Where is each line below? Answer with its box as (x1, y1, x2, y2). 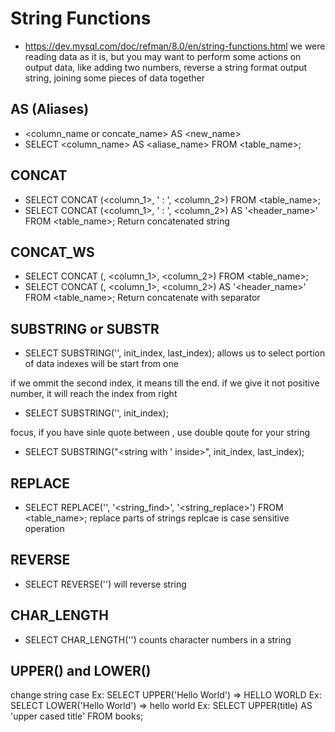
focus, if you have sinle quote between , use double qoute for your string (10, 427, 311, 439)
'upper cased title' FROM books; (10, 710, 144, 722)
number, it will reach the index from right (10, 388, 178, 400)
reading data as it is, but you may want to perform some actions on (24, 50, 302, 62)
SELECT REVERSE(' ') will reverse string (24, 578, 187, 590)
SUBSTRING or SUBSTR (10, 320, 160, 337)
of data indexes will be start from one (24, 358, 179, 370)
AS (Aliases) (10, 101, 90, 118)
